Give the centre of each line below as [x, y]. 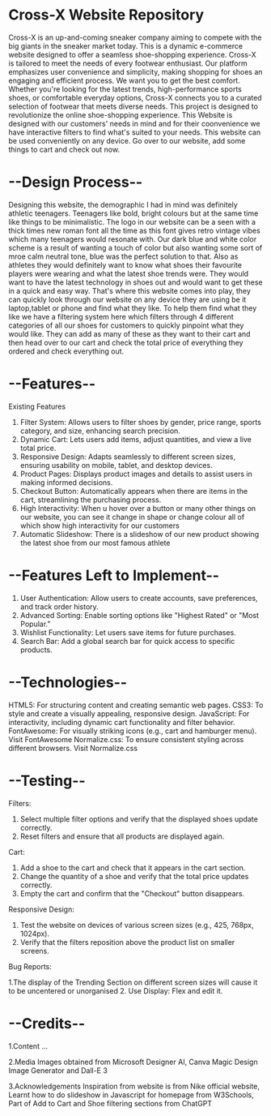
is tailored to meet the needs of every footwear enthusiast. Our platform [128, 63]
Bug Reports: [30, 966]
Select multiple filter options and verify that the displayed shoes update [139, 819]
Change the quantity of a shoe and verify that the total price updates [134, 876]
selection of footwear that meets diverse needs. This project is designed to [133, 106]
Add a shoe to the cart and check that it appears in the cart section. [133, 867]
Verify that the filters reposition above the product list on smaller [127, 942]
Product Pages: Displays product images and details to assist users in [136, 474]
